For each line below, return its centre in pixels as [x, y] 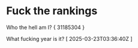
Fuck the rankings [52, 11]
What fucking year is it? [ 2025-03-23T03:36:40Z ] [70, 39]
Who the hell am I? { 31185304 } [46, 27]
